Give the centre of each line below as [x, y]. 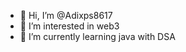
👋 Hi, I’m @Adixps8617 [66, 15]
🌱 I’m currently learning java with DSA [97, 36]
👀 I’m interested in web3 [69, 26]
